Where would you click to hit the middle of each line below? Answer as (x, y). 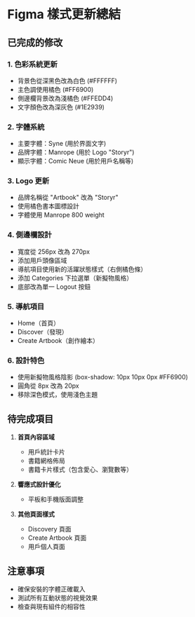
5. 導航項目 (26, 306)
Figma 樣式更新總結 (64, 14)
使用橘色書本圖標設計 (48, 206)
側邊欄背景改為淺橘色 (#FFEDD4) (65, 98)
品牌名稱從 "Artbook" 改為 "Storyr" (68, 198)
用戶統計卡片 (46, 452)
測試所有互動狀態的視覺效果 (58, 597)
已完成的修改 (35, 42)
